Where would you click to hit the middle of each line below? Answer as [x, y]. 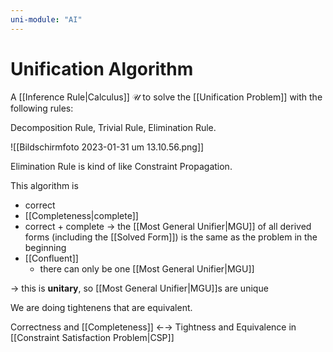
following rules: [42, 108]
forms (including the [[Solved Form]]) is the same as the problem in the [171, 237]
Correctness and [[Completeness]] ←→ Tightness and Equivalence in [153, 327]
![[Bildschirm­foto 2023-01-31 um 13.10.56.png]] [107, 147]
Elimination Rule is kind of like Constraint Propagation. [121, 166]
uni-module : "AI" [46, 19]
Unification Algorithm [102, 68]
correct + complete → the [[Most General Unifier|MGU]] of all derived [168, 226]
